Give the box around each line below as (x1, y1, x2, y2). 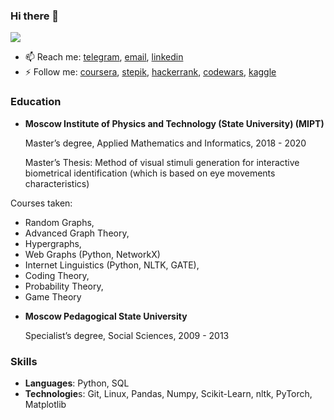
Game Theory (24, 290, 82, 303)
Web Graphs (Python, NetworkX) (24, 248, 161, 260)
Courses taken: (10, 197, 73, 209)
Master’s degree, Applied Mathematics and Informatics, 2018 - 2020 (24, 137, 307, 149)
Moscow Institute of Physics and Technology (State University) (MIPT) (24, 117, 325, 129)
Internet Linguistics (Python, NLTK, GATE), (24, 259, 200, 271)
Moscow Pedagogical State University (24, 310, 188, 322)
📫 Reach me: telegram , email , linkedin (24, 51, 184, 63)
